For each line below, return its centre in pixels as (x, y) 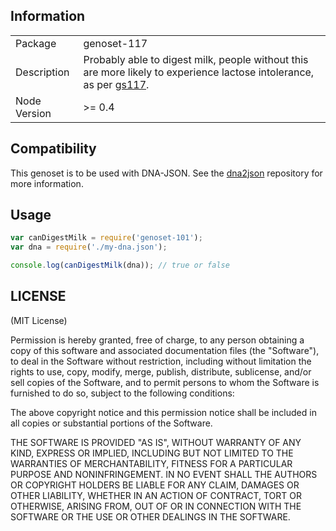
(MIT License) (39, 320)
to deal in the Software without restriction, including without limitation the (161, 361)
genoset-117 (115, 43)
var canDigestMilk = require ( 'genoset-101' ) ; (106, 238)
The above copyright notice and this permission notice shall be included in (163, 412)
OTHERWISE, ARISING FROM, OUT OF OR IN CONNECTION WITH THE (156, 506)
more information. (47, 183)
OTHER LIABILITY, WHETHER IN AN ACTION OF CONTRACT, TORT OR (156, 495)
